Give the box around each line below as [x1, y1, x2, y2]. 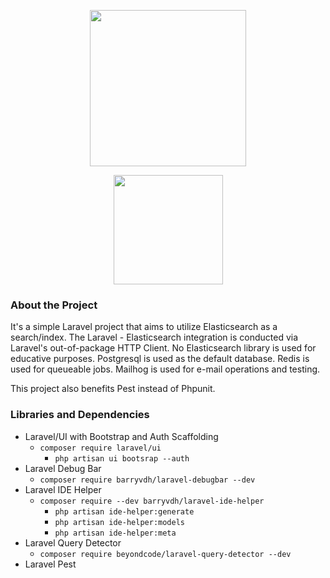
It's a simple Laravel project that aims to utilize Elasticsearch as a [10, 321, 278, 333]
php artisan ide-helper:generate [54, 506, 195, 517]
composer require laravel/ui [39, 443, 162, 453]
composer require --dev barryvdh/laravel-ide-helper [39, 496, 265, 506]
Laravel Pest [24, 558, 77, 570]
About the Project [10, 298, 98, 312]
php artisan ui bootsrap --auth [54, 453, 190, 464]
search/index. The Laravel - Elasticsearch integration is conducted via [10, 331, 299, 344]
